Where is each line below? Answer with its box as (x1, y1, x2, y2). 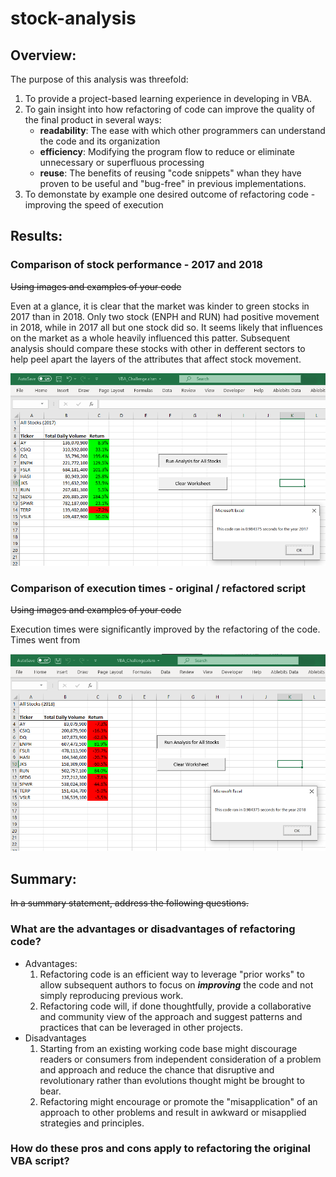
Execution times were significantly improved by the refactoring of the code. (10, 623, 321, 636)
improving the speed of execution (24, 199, 164, 211)
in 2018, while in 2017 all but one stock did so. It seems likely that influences (10, 321, 324, 333)
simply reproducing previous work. (39, 989, 184, 1001)
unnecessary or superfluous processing (39, 157, 205, 168)
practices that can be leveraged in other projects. (39, 1021, 243, 1033)
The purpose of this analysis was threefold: (10, 73, 189, 85)
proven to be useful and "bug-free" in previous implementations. (39, 178, 307, 189)
